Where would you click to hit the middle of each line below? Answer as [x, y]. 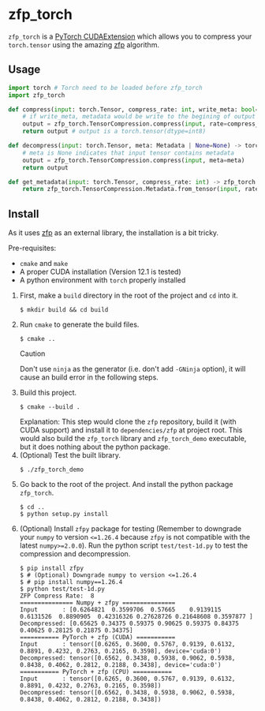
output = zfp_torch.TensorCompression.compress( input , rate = [125, 124]
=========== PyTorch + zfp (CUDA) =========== [97, 638]
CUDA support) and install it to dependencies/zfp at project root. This [131, 430]
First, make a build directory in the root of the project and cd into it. [129, 296]
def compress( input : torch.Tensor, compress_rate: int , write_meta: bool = [134, 109]
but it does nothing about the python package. [95, 447]
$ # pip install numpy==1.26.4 [71, 582]
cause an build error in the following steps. [89, 377]
